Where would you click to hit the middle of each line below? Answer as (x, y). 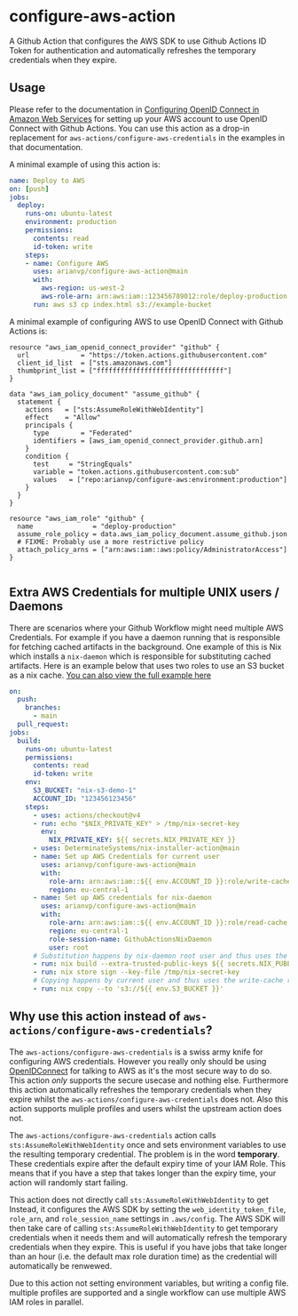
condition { (47, 456)
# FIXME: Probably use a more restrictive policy (110, 542)
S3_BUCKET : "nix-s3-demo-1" (85, 790)
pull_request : (43, 725)
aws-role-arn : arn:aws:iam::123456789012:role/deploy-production (165, 296)
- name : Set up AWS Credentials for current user (126, 857)
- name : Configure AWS (67, 263)
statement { (39, 402)
